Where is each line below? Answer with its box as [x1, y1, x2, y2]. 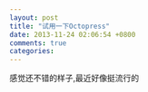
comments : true [9, 38, 67, 48]
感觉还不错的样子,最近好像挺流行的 [9, 73, 140, 84]
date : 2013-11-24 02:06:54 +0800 [9, 30, 136, 39]
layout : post [9, 13, 59, 23]
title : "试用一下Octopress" [9, 22, 111, 31]
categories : [9, 47, 54, 56]
